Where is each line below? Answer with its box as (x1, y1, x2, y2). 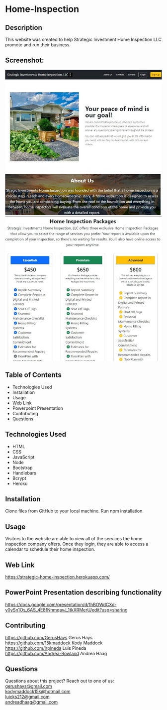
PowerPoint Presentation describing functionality (5, 589, 162, 597)
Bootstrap (12, 465, 33, 471)
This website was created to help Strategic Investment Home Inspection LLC (5, 36, 162, 42)
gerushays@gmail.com (5, 683, 52, 689)
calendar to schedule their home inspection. (5, 546, 95, 552)
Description (5, 23, 42, 32)
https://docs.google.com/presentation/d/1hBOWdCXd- (5, 601, 117, 607)
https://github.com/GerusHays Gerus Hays (5, 634, 93, 640)
